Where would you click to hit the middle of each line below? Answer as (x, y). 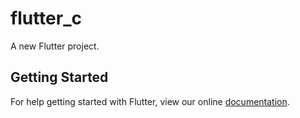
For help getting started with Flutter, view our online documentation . (150, 101)
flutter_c (46, 18)
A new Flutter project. (55, 46)
